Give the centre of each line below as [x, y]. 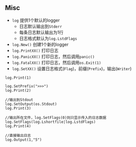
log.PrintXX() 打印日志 [35, 50]
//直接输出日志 [18, 135]
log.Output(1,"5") [23, 140]
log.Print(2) [18, 90]
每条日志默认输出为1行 [41, 32]
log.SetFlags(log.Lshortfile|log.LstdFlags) [50, 122]
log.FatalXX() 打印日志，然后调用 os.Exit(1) [56, 62]
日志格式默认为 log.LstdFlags [48, 38]
